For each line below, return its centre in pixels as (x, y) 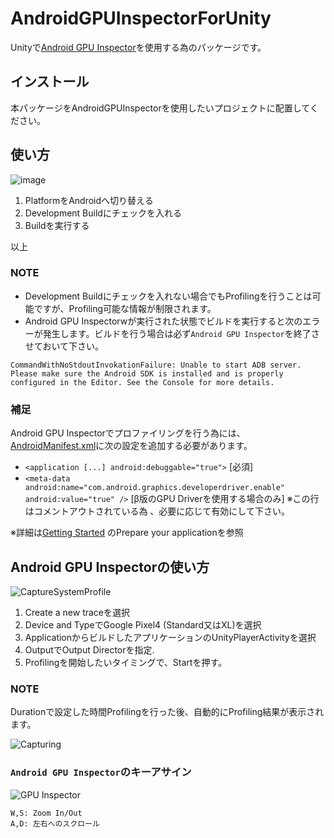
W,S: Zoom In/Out (46, 813)
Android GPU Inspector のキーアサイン (101, 772)
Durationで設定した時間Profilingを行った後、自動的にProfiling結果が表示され (167, 712)
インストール (50, 82)
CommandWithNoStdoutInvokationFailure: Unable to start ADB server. (156, 365)
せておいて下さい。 (64, 346)
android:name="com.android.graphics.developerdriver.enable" (155, 488)
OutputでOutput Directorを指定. (89, 649)
